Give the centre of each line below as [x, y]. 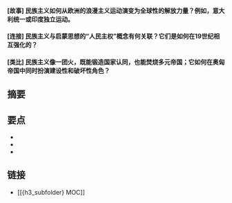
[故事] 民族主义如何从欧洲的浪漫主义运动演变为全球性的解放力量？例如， [110, 10]
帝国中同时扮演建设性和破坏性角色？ [59, 70]
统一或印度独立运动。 [43, 19]
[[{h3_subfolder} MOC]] [51, 192]
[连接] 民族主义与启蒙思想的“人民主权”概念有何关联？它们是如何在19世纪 [110, 36]
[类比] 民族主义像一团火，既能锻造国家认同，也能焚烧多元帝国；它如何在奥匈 [116, 61]
